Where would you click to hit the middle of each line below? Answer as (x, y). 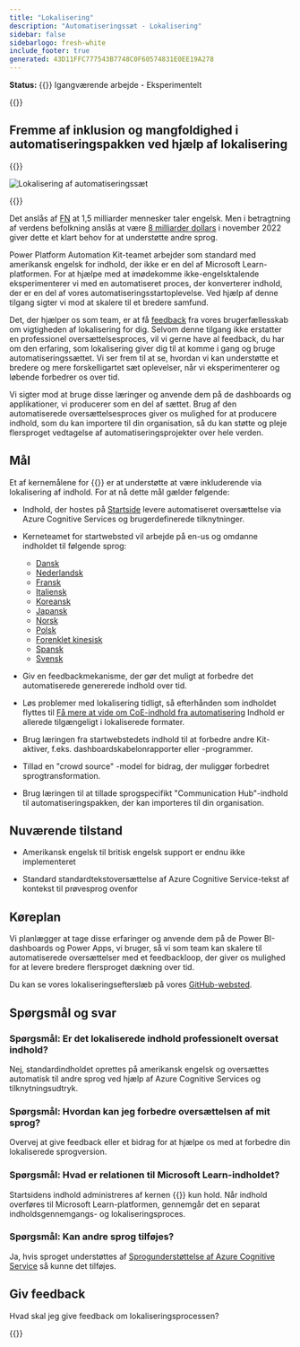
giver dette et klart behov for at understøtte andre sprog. (113, 237)
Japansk (51, 610)
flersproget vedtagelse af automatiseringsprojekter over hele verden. (137, 433)
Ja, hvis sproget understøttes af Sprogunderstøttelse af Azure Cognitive (142, 1256)
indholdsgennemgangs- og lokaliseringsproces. (98, 1213)
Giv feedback (47, 1295)
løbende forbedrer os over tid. (65, 377)
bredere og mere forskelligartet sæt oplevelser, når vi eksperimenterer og (145, 367)
